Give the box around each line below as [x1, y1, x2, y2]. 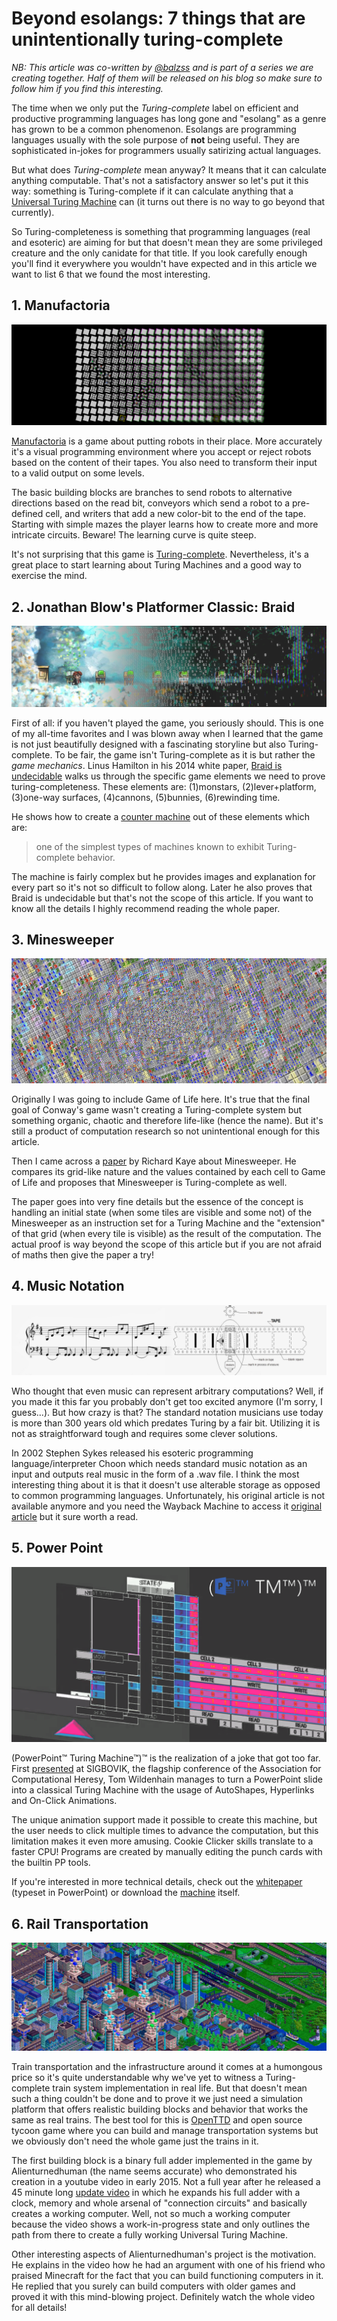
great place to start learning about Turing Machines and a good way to [11, 559, 302, 571]
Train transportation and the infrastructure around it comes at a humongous [11, 2061, 323, 2073]
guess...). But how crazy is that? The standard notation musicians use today [11, 1406, 324, 1418]
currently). [11, 206, 55, 218]
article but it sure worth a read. [11, 1510, 139, 1522]
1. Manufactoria [11, 297, 111, 314]
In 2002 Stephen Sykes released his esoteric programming [11, 1447, 254, 1459]
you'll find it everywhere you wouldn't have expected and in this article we [11, 257, 318, 269]
